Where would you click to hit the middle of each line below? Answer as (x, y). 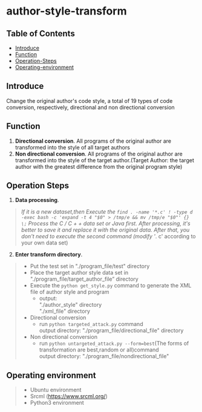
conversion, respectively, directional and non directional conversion (91, 107)
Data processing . (37, 200)
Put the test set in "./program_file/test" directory (90, 266)
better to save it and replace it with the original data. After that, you (105, 230)
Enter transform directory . (49, 255)
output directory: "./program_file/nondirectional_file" (104, 356)
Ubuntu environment (56, 390)
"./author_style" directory (70, 305)
